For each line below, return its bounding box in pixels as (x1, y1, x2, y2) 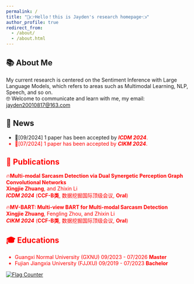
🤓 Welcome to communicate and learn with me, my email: (6, 94, 145, 102)
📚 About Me (6, 58, 53, 68)
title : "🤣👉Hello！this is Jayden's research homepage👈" (6, 14, 150, 20)
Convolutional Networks (6, 179, 67, 186)
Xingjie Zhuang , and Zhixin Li (6, 185, 78, 192)
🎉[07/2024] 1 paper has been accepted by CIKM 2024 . (14, 140, 148, 147)
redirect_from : (6, 24, 43, 31)
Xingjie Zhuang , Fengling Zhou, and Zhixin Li (6, 211, 115, 218)
